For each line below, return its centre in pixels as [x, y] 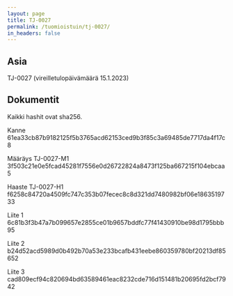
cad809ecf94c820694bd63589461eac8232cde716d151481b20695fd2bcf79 [116, 279]
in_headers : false [34, 33]
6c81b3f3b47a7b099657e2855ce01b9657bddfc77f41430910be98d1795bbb [116, 222]
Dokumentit [33, 100]
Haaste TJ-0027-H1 [35, 187]
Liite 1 [15, 215]
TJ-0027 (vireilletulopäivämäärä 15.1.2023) [68, 78]
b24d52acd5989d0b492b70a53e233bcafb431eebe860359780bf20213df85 [116, 251]
